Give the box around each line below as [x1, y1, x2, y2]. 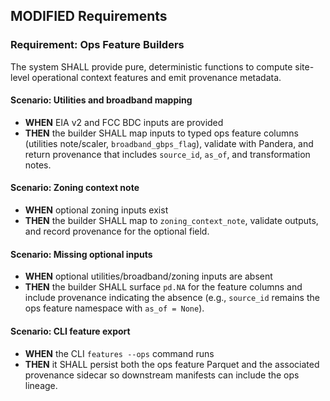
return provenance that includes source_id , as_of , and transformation [24, 148, 311, 160]
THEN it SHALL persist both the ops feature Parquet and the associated [24, 358, 320, 370]
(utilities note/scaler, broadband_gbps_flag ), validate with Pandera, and [24, 137, 314, 149]
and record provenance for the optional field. [24, 225, 210, 238]
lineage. [24, 379, 58, 391]
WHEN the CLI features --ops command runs [24, 347, 215, 359]
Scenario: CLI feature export [10, 325, 131, 337]
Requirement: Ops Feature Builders [10, 38, 185, 52]
